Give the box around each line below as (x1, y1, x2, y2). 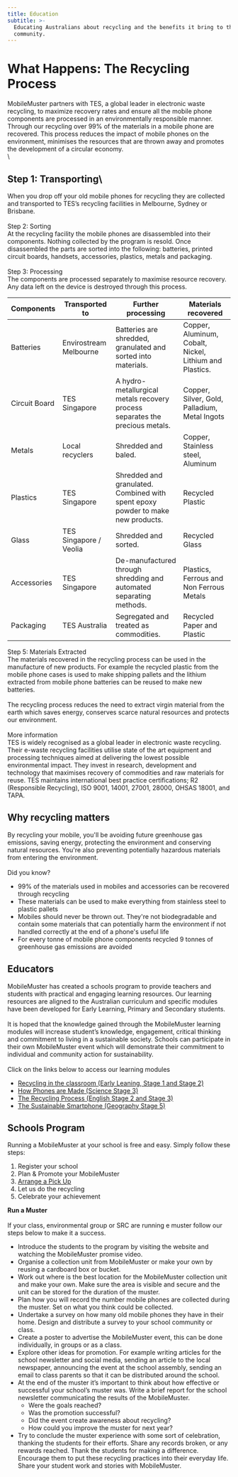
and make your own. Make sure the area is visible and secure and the (17, 1280, 221, 1289)
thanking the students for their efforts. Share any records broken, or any (17, 1439, 228, 1447)
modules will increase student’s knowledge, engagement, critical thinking (7, 1027, 221, 1036)
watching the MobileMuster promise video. (17, 1250, 143, 1259)
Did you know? (7, 868, 51, 876)
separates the (115, 412, 161, 421)
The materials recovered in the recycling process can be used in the (7, 655, 206, 663)
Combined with (115, 488, 166, 498)
